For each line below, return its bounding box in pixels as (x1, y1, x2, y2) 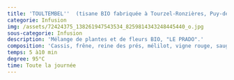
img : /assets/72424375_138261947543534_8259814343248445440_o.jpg (7, 23, 204, 30)
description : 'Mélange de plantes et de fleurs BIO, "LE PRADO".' (7, 36, 204, 43)
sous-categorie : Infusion (7, 29, 82, 37)
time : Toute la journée (7, 62, 77, 69)
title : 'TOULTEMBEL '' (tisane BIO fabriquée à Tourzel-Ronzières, (7, 10, 208, 17)
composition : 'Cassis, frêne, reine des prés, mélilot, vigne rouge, (7, 42, 214, 49)
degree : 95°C (7, 56, 45, 63)
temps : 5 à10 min (7, 49, 58, 56)
